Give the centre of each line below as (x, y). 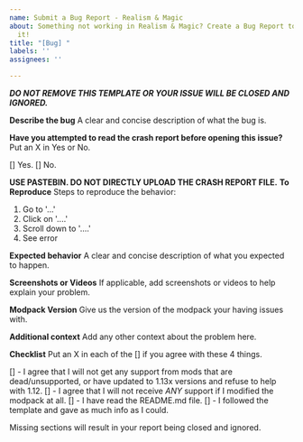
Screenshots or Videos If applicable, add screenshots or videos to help (142, 282)
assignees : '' (36, 60)
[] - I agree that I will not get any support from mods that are (121, 372)
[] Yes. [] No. (33, 165)
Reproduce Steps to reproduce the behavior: (93, 192)
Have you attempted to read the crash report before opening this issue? (146, 138)
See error (40, 238)
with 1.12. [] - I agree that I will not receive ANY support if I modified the (142, 391)
